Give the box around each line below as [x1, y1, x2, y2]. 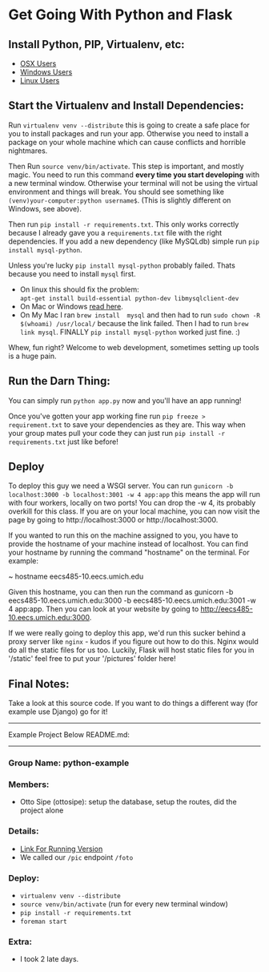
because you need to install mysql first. [8, 268, 136, 278]
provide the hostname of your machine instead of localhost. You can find [8, 539, 249, 549]
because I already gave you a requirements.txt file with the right [8, 228, 223, 237]
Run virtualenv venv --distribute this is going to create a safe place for [8, 120, 251, 130]
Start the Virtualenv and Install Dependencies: [8, 99, 244, 113]
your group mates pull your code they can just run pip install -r [8, 428, 226, 438]
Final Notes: [8, 677, 70, 691]
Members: [8, 779, 50, 790]
